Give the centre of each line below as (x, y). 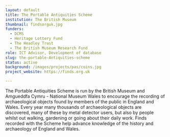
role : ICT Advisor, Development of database (53, 53)
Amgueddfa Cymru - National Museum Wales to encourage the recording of (85, 96)
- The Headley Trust (32, 43)
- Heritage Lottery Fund (36, 39)
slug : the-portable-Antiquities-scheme (48, 58)
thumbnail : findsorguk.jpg (34, 24)
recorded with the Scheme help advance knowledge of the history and (79, 123)
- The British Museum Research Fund (49, 48)
